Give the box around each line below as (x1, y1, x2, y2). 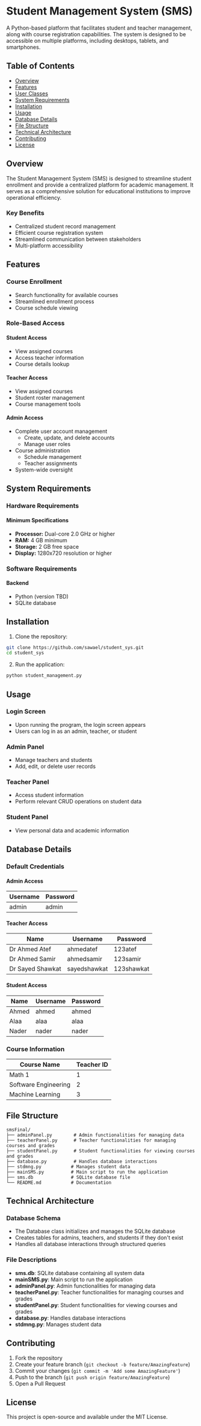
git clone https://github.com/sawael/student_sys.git (6, 644, 144, 650)
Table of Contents (6, 61, 75, 71)
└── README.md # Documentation (6, 1179, 112, 1186)
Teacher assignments (23, 460, 78, 467)
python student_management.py (6, 673, 82, 679)
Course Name (19, 1060, 60, 1069)
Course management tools (14, 400, 81, 408)
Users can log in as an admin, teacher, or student (14, 727, 137, 735)
